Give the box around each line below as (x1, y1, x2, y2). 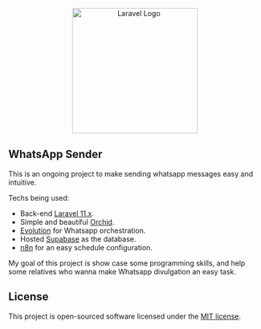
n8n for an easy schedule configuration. (19, 242, 153, 252)
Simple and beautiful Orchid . (19, 217, 115, 226)
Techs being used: (8, 193, 70, 202)
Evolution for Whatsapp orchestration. (19, 225, 146, 235)
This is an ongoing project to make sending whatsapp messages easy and (8, 169, 254, 178)
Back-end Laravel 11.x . (19, 209, 95, 218)
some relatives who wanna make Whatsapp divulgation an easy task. (8, 266, 237, 276)
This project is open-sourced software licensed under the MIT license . (8, 311, 242, 321)
